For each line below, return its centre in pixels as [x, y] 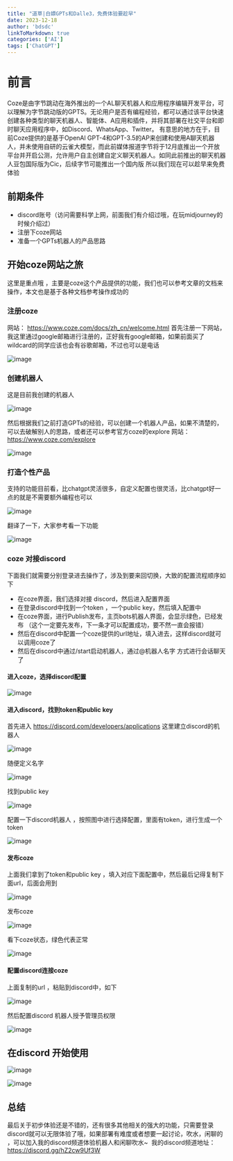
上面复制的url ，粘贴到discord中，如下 [62, 987]
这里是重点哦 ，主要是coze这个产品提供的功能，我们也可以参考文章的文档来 [115, 283]
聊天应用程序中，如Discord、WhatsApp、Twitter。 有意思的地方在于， [113, 129]
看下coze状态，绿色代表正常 [48, 940]
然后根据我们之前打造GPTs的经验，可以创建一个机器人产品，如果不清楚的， [115, 423]
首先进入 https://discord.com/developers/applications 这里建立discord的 [111, 726]
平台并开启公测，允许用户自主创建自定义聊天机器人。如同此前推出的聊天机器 [116, 155]
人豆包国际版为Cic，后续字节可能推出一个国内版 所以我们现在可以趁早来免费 [116, 163]
